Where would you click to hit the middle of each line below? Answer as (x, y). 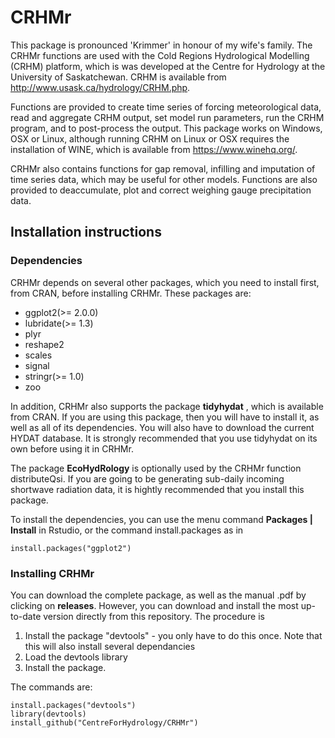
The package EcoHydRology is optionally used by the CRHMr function (156, 468)
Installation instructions (86, 232)
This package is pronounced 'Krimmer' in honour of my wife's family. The (161, 45)
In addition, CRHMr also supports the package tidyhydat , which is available (167, 406)
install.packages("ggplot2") (71, 548)
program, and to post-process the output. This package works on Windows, (166, 128)
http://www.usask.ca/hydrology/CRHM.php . (100, 87)
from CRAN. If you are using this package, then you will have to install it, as (165, 417)
